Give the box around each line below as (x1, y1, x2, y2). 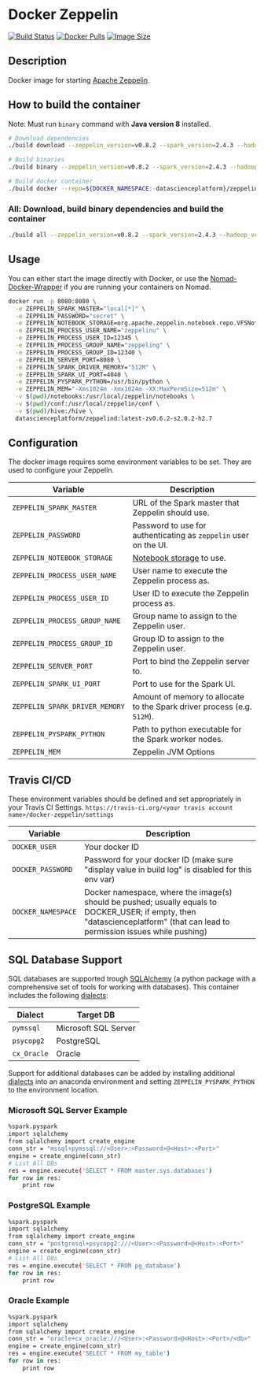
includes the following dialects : (8, 991, 108, 1000)
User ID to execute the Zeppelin (132, 588, 250, 599)
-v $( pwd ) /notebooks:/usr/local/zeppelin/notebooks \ (15, 392, 195, 401)
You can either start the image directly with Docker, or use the (8, 273, 209, 283)
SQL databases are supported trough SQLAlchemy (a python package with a (8, 974, 256, 984)
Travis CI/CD (8, 773, 72, 787)
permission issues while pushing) (83, 926, 208, 937)
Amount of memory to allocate (132, 692, 245, 703)
